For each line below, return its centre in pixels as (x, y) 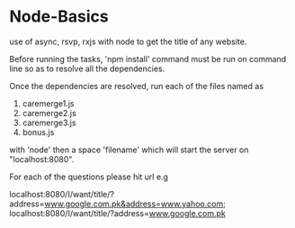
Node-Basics (59, 17)
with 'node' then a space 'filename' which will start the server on (129, 150)
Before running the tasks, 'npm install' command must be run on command (148, 59)
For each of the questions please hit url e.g (89, 177)
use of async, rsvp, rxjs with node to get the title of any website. (128, 41)
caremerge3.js (49, 123)
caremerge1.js (48, 103)
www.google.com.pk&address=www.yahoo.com (134, 204)
